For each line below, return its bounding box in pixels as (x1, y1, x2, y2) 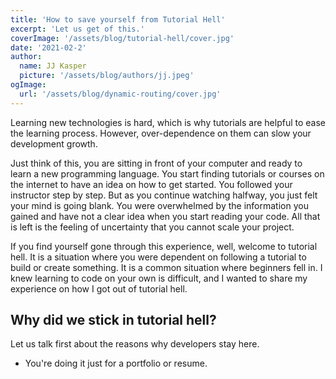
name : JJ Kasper (19, 61, 87, 71)
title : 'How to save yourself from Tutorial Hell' (10, 14, 226, 25)
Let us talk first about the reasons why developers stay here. (10, 338, 260, 350)
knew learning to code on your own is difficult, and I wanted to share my (10, 272, 308, 284)
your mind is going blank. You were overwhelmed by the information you (10, 199, 309, 211)
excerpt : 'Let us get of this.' (10, 24, 145, 34)
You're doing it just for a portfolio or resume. (24, 357, 208, 370)
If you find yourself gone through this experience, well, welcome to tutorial (10, 240, 318, 252)
